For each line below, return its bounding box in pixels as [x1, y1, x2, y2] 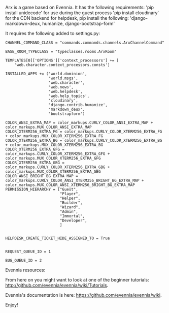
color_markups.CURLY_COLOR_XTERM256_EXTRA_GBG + [5, 165, 110, 170]
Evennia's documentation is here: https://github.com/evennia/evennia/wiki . [5, 292, 162, 298]
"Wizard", [59, 205, 81, 210]
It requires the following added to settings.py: [5, 30, 100, 36]
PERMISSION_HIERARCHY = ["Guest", [5, 187, 79, 192]
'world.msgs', [48, 76, 79, 81]
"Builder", [59, 200, 83, 205]
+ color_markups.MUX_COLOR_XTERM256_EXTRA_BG [5, 142, 103, 147]
